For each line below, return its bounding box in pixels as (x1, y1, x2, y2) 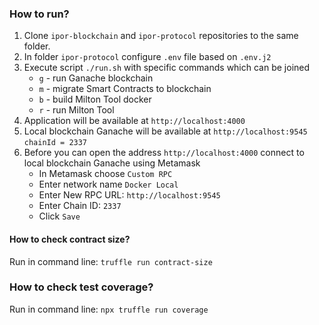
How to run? (9, 7, 70, 21)
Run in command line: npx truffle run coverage (9, 303, 209, 315)
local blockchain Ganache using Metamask (23, 157, 201, 169)
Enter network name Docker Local (38, 178, 179, 191)
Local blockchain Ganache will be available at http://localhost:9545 (23, 125, 308, 137)
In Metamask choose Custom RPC (38, 168, 173, 180)
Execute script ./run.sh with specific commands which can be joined (23, 62, 311, 74)
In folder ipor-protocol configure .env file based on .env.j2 (23, 51, 272, 63)
